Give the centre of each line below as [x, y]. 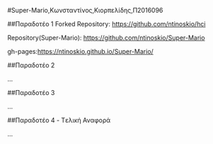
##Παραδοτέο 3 [31, 93]
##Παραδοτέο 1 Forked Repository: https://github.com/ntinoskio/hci [106, 24]
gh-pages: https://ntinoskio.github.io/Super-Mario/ [80, 51]
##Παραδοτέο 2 [31, 65]
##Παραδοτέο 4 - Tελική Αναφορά [59, 120]
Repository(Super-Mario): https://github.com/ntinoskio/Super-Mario [106, 38]
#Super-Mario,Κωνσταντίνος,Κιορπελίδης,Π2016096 [85, 10]
